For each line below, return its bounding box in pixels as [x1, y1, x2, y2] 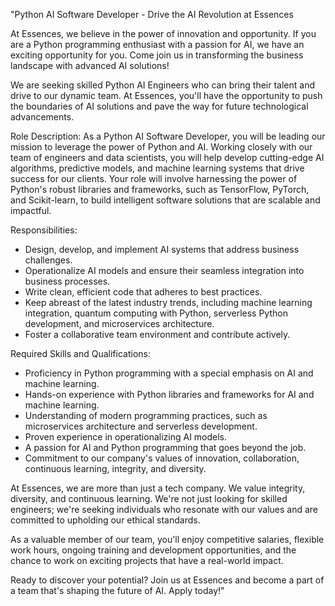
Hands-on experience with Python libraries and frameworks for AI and [24, 389, 315, 400]
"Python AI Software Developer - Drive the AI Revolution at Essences [10, 9, 294, 20]
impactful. [10, 205, 52, 216]
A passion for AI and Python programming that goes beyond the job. [24, 442, 307, 453]
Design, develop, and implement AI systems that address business [24, 244, 300, 255]
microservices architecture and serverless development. [24, 420, 258, 432]
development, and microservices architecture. [24, 318, 215, 329]
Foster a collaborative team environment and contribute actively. [24, 329, 291, 340]
